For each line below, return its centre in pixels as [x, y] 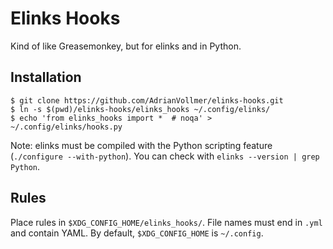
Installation [46, 77]
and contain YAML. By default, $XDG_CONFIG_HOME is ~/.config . [137, 233]
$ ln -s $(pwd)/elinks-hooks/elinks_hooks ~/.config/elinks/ [140, 109]
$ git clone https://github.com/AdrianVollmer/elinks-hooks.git [147, 100]
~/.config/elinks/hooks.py [66, 127]
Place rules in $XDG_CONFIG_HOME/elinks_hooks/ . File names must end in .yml [166, 222]
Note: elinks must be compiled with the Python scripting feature [141, 145]
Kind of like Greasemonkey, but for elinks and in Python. [126, 46]
